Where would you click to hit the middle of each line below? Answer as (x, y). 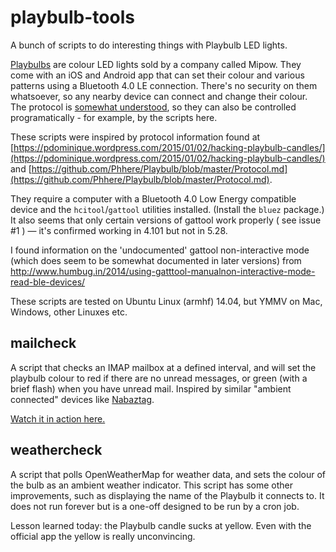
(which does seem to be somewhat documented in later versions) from (156, 260)
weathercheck (56, 450)
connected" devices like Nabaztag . (82, 399)
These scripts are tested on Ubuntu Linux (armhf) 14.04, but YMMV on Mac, (166, 301)
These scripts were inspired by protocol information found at (135, 137)
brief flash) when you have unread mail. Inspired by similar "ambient (151, 388)
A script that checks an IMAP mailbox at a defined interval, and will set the (163, 367)
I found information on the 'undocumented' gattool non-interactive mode (160, 250)
